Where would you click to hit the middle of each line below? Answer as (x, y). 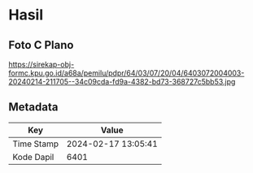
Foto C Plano (41, 45)
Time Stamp (36, 144)
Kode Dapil (33, 157)
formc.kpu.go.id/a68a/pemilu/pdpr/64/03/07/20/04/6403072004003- (126, 73)
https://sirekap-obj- (41, 64)
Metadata (33, 107)
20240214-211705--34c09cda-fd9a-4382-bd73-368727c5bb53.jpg (122, 82)
